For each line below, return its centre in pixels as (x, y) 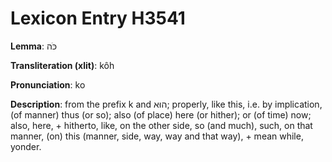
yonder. (26, 146)
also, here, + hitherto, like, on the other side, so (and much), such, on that (161, 125)
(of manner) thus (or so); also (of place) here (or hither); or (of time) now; (161, 114)
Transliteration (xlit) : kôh (62, 65)
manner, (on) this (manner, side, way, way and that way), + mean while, (157, 136)
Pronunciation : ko (48, 84)
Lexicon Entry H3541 (98, 18)
